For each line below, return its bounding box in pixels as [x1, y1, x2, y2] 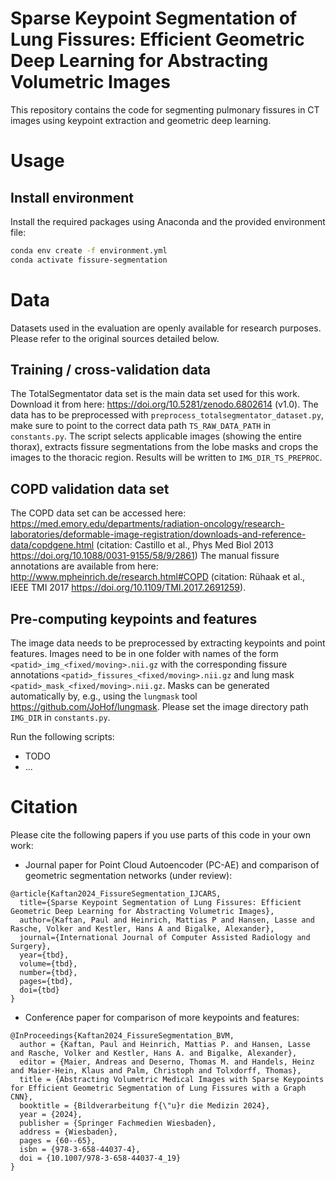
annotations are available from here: [10, 560, 159, 572]
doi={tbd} [19, 985, 60, 995]
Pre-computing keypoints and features [10, 610, 258, 627]
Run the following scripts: [10, 731, 115, 743]
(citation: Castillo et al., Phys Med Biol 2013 [96, 539, 274, 551]
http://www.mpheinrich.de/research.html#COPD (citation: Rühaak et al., [10, 571, 306, 583]
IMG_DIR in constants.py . [10, 712, 111, 724]
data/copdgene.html [10, 539, 95, 551]
